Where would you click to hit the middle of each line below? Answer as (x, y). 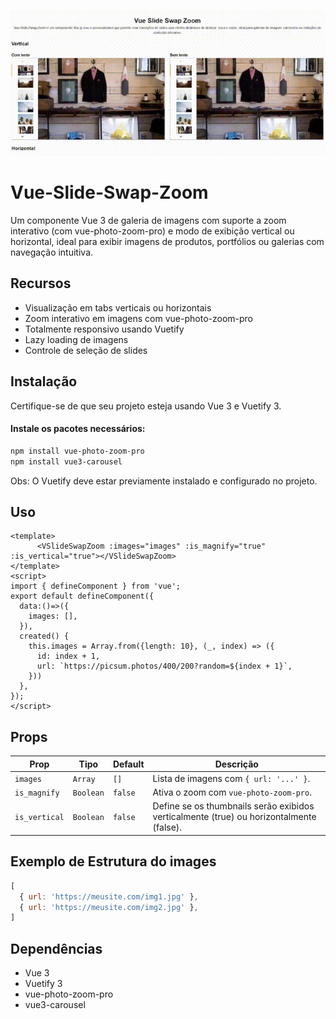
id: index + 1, (68, 656)
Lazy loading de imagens (76, 339)
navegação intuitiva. (52, 252)
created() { (44, 636)
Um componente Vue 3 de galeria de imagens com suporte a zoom (148, 221)
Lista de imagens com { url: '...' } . (231, 778)
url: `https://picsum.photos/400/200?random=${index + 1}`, (164, 666)
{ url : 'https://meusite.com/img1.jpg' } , (109, 896)
